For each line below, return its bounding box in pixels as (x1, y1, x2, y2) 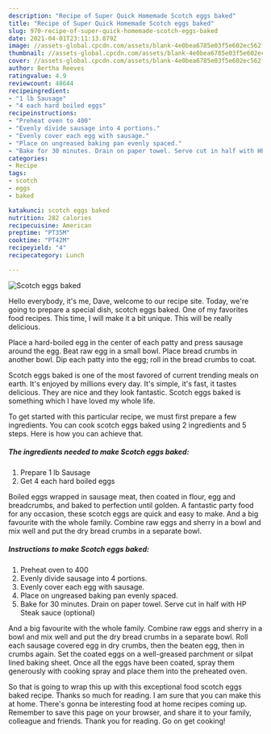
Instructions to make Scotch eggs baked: (8, 544, 150, 554)
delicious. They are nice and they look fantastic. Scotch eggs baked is (8, 387, 241, 397)
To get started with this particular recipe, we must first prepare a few (8, 411, 237, 421)
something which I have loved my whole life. (8, 396, 156, 406)
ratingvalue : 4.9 (8, 72, 67, 80)
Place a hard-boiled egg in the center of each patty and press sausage (8, 337, 244, 347)
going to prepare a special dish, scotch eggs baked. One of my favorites (8, 304, 248, 315)
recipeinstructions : (8, 110, 78, 118)
